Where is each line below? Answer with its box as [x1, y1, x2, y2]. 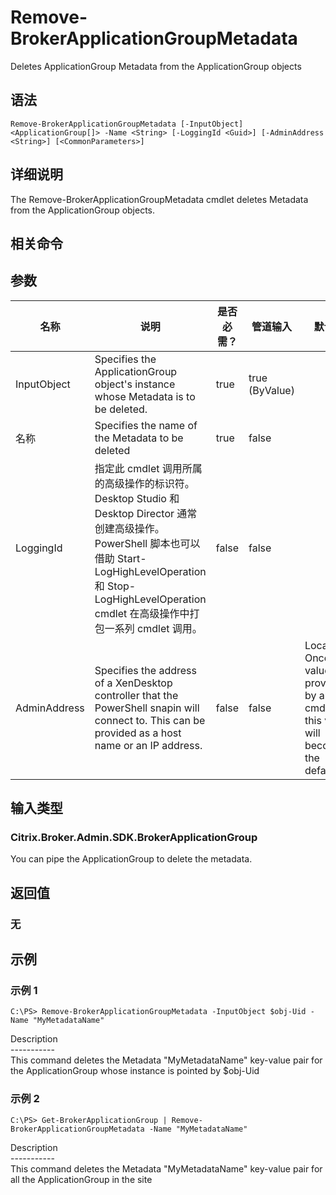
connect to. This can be [94, 713, 206, 727]
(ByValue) [248, 383, 295, 397]
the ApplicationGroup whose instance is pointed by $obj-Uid [10, 1065, 260, 1077]
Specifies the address [94, 663, 197, 677]
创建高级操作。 [94, 521, 165, 535]
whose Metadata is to [94, 389, 196, 403]
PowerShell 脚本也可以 [94, 536, 201, 550]
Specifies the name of [94, 418, 198, 432]
